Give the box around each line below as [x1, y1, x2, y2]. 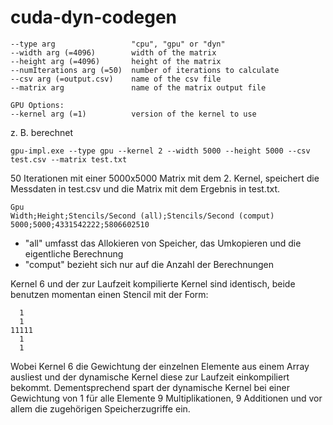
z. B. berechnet [10, 126, 74, 138]
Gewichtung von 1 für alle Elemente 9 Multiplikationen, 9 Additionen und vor [10, 392, 323, 404]
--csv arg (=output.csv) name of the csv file [10, 74, 222, 84]
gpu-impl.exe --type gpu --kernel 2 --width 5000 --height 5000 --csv [10, 146, 311, 156]
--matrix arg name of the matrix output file [10, 82, 267, 93]
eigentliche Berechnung [24, 247, 124, 260]
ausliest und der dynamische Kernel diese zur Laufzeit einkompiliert [10, 371, 290, 383]
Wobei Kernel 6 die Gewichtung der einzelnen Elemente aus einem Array [10, 360, 310, 372]
